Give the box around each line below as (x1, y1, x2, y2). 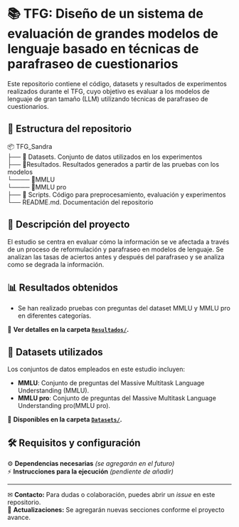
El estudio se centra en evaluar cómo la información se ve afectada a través (7, 237, 230, 246)
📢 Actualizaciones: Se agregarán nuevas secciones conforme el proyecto (7, 506, 225, 513)
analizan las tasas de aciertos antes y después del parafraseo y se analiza (7, 252, 225, 261)
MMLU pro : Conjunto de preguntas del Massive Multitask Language (17, 394, 217, 402)
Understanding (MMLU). (17, 386, 90, 395)
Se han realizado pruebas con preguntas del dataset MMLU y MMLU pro (17, 304, 231, 313)
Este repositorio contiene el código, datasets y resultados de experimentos (7, 79, 228, 88)
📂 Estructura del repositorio (7, 122, 132, 135)
